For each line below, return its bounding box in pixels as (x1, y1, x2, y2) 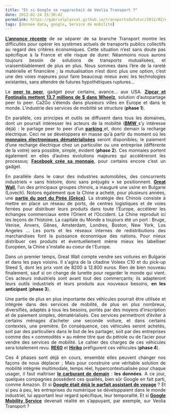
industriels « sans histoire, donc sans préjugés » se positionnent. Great (5, 179, 166, 185)
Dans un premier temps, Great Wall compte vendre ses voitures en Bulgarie (5, 254, 166, 260)
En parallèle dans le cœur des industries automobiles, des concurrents (5, 174, 166, 180)
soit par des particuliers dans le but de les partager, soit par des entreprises (5, 328, 166, 335)
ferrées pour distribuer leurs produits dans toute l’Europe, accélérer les (5, 206, 166, 212)
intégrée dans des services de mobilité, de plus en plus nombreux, (5, 301, 166, 308)
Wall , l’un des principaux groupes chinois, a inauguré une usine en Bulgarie (5, 184, 166, 190)
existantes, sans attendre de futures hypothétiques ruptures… (5, 79, 135, 85)
